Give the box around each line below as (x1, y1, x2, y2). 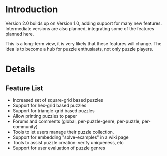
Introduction (5, 4, 58, 15)
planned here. (5, 31, 34, 37)
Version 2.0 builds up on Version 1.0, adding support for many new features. (5, 20, 162, 26)
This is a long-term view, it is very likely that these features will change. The (5, 40, 162, 46)
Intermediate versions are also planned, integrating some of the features (5, 25, 154, 31)
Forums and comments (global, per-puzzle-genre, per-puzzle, (12, 118, 141, 124)
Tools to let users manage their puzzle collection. (12, 129, 114, 135)
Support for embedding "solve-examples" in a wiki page (12, 134, 129, 140)
